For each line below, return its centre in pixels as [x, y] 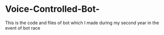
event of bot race [23, 28]
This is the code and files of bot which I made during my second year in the [82, 23]
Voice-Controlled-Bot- [53, 9]
